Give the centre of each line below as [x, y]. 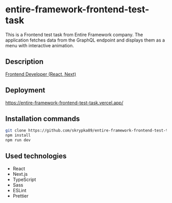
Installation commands [43, 118]
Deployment [25, 90]
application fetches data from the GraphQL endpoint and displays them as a [85, 40]
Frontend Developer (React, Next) [41, 74]
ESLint [19, 190]
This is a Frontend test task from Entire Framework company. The [74, 34]
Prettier [20, 196]
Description [24, 62]
